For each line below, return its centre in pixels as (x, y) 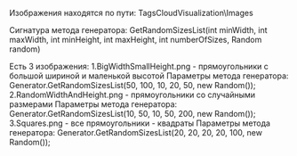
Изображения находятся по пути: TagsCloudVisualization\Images (131, 13)
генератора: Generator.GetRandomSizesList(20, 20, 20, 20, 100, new (136, 132)
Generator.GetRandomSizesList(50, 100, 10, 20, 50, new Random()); (132, 85)
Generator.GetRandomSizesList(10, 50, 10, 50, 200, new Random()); (132, 114)
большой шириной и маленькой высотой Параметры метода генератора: (149, 76)
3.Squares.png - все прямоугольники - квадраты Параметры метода (140, 123)
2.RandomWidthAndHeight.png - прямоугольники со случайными (132, 94)
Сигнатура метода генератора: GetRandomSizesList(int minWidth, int (139, 30)
